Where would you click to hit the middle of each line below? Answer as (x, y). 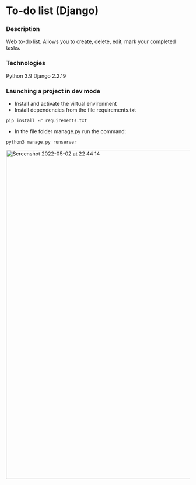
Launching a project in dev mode (53, 91)
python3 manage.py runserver (41, 142)
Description (23, 29)
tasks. (13, 48)
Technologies (26, 63)
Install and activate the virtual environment (66, 104)
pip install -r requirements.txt (47, 121)
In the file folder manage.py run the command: (70, 131)
